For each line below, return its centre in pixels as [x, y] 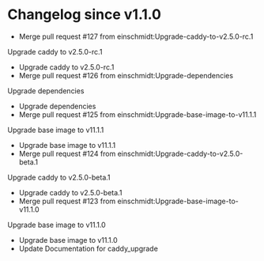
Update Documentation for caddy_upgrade [89, 248]
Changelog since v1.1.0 [84, 15]
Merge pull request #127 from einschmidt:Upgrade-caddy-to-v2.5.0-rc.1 [136, 36]
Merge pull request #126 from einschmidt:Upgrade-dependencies [126, 75]
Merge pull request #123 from [67, 201]
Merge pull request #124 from [67, 153]
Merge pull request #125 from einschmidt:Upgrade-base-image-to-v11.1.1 [138, 114]
